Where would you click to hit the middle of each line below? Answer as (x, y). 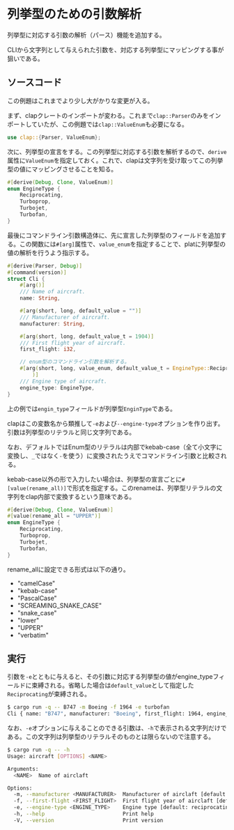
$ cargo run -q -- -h (39, 750)
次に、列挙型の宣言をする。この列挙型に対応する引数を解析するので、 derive (117, 151)
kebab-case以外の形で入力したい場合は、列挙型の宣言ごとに (95, 479)
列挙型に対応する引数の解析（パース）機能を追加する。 (86, 35)
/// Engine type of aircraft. (64, 381)
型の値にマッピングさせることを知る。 (62, 169)
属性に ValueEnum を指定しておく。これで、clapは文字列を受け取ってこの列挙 (115, 160)
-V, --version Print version (88, 820)
